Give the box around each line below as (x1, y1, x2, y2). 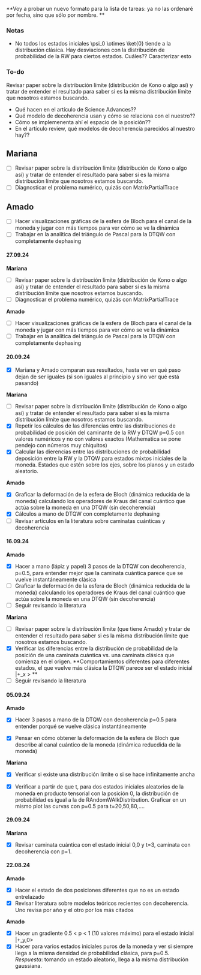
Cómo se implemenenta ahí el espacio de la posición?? (14, 118, 151, 125)
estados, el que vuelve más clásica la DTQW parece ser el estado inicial (14, 664, 193, 672)
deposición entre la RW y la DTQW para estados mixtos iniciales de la (14, 455, 187, 462)
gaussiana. (14, 962, 42, 970)
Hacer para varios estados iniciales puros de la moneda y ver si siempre (14, 943, 194, 950)
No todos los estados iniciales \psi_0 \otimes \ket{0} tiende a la (14, 40, 171, 47)
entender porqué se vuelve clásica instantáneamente (14, 723, 146, 730)
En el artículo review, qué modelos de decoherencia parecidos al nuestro (14, 125, 195, 132)
